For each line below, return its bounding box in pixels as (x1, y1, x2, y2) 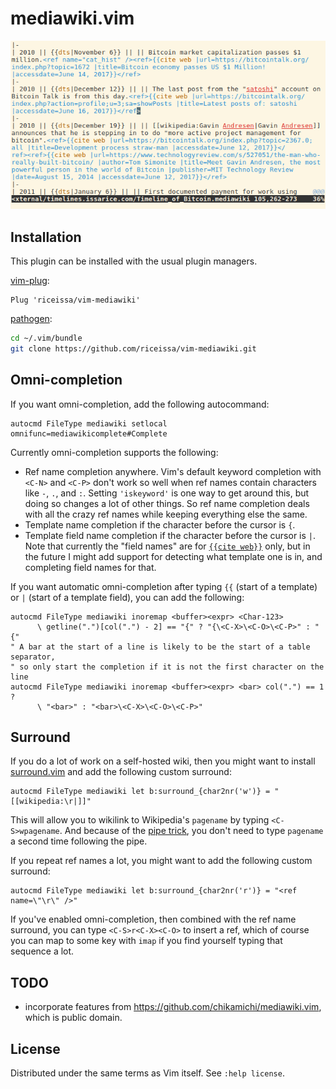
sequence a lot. (10, 945, 75, 957)
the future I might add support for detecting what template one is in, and (24, 550, 323, 562)
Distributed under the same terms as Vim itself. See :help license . (10, 1067, 285, 1079)
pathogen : (10, 312, 53, 324)
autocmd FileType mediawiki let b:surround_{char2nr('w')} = (10, 787, 271, 797)
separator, (10, 652, 56, 662)
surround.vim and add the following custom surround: (10, 766, 232, 778)
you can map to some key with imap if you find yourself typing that (10, 935, 283, 947)
